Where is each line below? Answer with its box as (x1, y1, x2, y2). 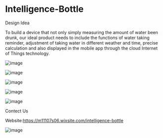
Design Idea (5, 20, 30, 26)
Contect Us (5, 108, 28, 114)
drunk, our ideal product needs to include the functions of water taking (5, 35, 150, 41)
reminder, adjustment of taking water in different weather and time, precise (5, 40, 158, 46)
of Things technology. (5, 50, 50, 56)
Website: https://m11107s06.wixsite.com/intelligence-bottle (5, 117, 124, 123)
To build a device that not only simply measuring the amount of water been (5, 29, 159, 35)
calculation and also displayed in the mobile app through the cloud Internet (5, 45, 158, 51)
